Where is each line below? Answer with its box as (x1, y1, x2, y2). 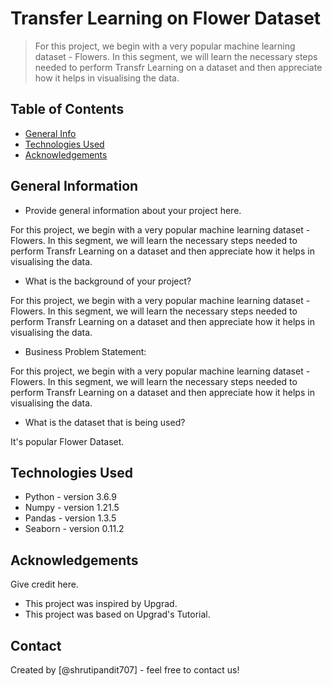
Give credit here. (10, 578, 79, 591)
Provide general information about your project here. (24, 204, 242, 216)
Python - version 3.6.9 (24, 491, 117, 503)
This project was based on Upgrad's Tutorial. (24, 608, 211, 621)
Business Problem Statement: (24, 345, 147, 357)
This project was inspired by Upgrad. (24, 598, 178, 610)
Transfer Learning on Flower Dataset (10, 7, 322, 30)
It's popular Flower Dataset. (10, 435, 125, 447)
